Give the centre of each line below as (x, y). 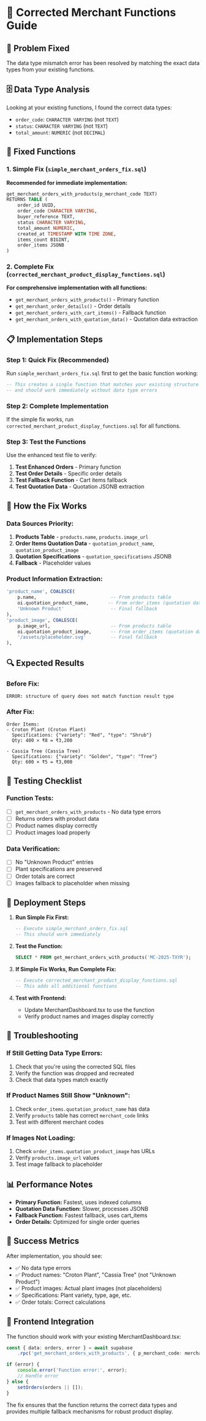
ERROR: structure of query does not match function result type (90, 696)
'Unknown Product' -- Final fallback (87, 609)
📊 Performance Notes (50, 1184)
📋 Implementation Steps (55, 339)
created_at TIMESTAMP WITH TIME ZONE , (67, 234)
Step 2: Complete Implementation (58, 406)
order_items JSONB (41, 245)
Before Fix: (23, 683)
